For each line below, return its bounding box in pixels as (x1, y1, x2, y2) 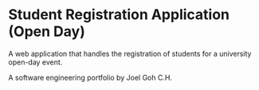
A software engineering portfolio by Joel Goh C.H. (8, 72, 173, 82)
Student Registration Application (8, 6, 230, 24)
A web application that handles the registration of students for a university (8, 49, 252, 58)
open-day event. (8, 57, 63, 67)
